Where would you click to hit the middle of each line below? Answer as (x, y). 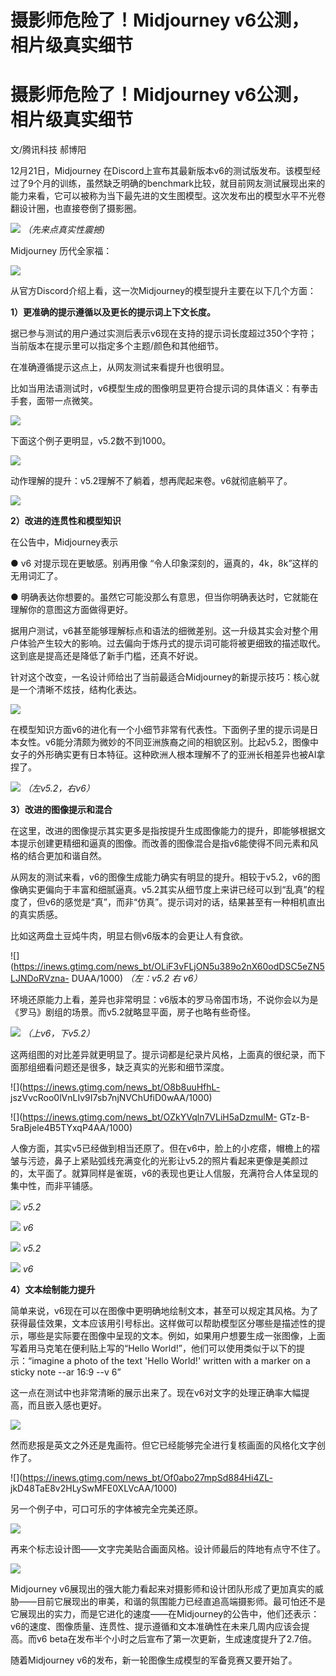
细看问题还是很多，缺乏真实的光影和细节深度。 (133, 1067)
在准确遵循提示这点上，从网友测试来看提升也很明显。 (120, 367)
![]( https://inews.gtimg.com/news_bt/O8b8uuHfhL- (115, 1087)
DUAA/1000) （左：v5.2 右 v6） (137, 978)
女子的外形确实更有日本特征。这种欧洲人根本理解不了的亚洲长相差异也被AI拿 (168, 755)
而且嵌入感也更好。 (67, 1405)
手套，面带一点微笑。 (54, 401)
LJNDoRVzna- (40, 978)
